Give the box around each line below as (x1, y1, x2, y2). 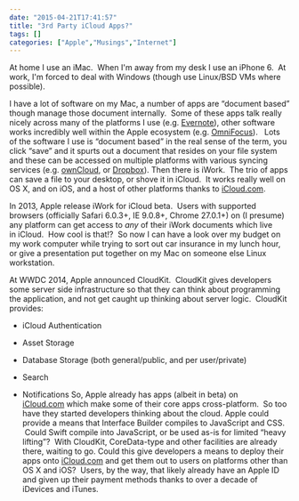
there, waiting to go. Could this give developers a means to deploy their (21, 446, 285, 457)
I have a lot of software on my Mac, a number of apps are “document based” (9, 99, 290, 109)
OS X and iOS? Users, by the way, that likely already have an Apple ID (21, 465, 280, 476)
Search (21, 372, 49, 383)
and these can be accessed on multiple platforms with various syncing (9, 155, 269, 166)
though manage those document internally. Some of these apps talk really (9, 108, 282, 118)
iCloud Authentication (21, 320, 102, 331)
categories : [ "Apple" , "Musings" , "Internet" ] (9, 37, 177, 47)
